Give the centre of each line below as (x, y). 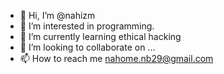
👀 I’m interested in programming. (87, 26)
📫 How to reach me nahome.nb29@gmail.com (116, 58)
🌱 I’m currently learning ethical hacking (100, 36)
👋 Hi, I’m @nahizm (57, 15)
